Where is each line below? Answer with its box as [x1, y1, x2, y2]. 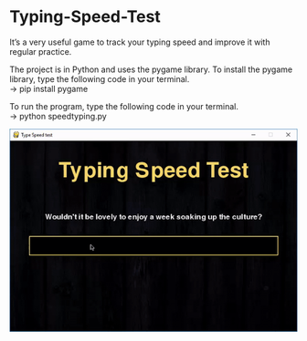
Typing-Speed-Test [9, 6, 162, 27]
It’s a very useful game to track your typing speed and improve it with [9, 36, 270, 47]
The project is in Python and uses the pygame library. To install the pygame [9, 64, 293, 75]
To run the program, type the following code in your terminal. [9, 100, 239, 111]
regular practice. [9, 46, 72, 57]
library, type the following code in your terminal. [9, 73, 190, 84]
